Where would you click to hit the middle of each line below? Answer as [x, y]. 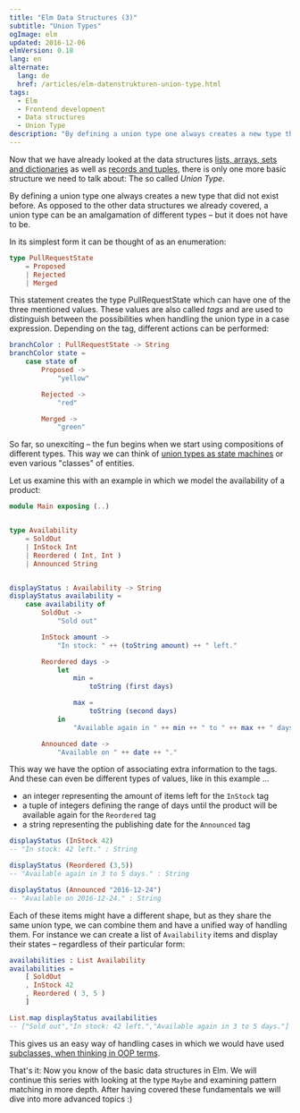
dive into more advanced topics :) [71, 1099]
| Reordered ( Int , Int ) [74, 556]
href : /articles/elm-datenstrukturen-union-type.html [119, 84]
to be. [20, 224]
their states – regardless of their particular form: [97, 944]
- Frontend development [61, 109]
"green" [71, 427]
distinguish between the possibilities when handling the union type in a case [150, 319]
